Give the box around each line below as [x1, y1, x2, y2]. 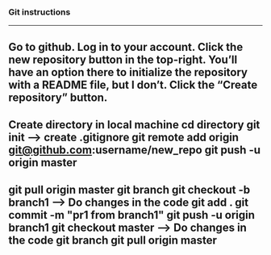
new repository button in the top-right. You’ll [8, 52, 238, 66]
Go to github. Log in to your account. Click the [8, 40, 244, 54]
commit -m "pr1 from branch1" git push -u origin [8, 208, 256, 222]
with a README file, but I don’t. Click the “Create [8, 77, 258, 91]
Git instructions [8, 6, 71, 18]
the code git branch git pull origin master [8, 233, 218, 248]
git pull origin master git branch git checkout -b [8, 183, 251, 197]
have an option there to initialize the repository [8, 65, 248, 79]
